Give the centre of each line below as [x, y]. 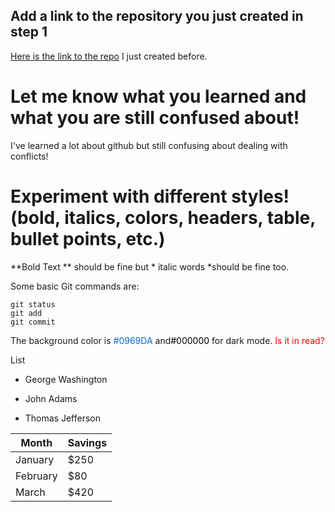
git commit [33, 322]
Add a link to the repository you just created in [157, 16]
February [36, 476]
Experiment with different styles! [150, 196]
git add [26, 313]
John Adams [51, 398]
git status [33, 304]
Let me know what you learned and [158, 96]
